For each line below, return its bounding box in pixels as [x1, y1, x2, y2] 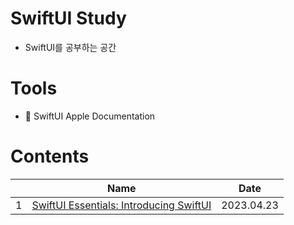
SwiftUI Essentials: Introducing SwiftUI [31, 198, 212, 212]
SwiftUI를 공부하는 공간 [24, 41, 117, 53]
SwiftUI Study [10, 7, 127, 30]
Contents [10, 145, 90, 168]
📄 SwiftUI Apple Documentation [24, 110, 156, 122]
